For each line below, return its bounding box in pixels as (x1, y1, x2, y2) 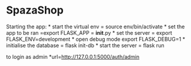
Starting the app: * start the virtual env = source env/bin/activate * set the (6, 23, 185, 30)
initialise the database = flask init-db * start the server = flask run (6, 42, 164, 49)
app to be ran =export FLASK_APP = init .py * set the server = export (6, 29, 173, 36)
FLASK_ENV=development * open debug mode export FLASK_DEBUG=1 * (6, 35, 186, 42)
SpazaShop (6, 4, 64, 17)
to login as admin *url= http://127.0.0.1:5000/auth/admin (6, 53, 140, 60)
